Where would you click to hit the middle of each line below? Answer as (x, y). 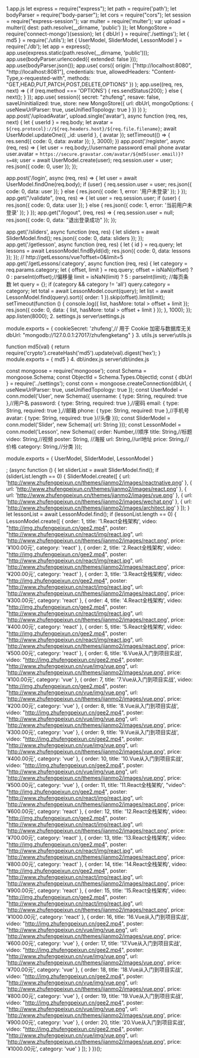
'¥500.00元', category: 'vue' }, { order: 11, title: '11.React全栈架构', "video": (96, 785)
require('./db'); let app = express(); (48, 46)
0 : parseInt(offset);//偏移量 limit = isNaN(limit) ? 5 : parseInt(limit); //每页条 (97, 277)
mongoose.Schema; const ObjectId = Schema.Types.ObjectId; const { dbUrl (99, 377)
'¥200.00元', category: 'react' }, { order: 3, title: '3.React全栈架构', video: (94, 574)
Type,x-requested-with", (36, 78)
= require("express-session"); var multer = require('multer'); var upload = (96, 21)
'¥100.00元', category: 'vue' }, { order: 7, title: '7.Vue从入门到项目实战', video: (99, 679)
